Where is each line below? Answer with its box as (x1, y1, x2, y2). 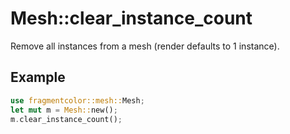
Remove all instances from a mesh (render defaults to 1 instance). (10, 40, 280, 52)
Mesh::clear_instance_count (10, 7, 253, 30)
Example (10, 69, 66, 86)
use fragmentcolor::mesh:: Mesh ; (10, 95, 145, 106)
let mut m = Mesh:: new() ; (10, 105, 118, 115)
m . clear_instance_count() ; (10, 114, 123, 124)
